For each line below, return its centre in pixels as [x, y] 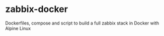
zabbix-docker [36, 9]
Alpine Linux [18, 28]
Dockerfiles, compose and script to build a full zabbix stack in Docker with [82, 23]
